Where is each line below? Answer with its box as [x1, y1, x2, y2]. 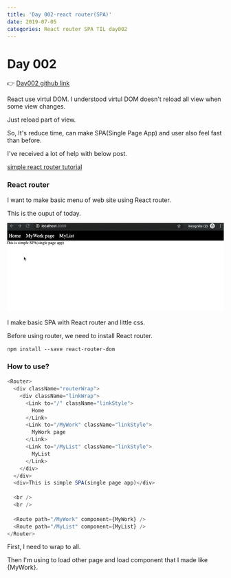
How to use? [7, 362, 49, 371]
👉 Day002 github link [7, 79, 70, 87]
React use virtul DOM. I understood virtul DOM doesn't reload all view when [7, 95, 221, 103]
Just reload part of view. [7, 115, 76, 124]
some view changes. [7, 102, 66, 111]
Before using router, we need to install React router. [7, 331, 153, 340]
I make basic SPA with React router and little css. [7, 318, 146, 326]
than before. [7, 136, 43, 144]
